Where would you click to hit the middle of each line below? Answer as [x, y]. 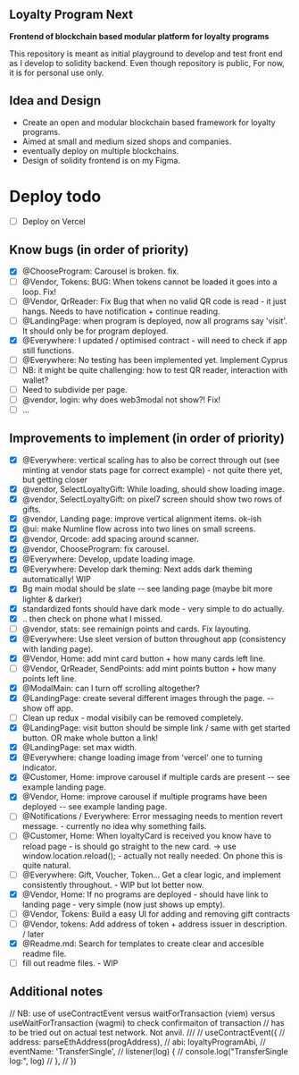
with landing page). [58, 648]
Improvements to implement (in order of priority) [147, 439]
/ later [33, 934]
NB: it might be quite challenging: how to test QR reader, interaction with [155, 369]
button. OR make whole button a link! [90, 738]
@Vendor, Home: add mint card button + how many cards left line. [144, 658]
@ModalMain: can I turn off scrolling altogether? [111, 688]
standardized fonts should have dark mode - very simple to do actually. [153, 608]
